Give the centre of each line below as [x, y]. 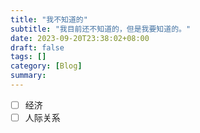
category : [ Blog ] [46, 66]
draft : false [37, 47]
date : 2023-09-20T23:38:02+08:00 [80, 38]
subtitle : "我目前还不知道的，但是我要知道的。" [101, 29]
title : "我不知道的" [49, 19]
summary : [28, 76]
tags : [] [28, 57]
